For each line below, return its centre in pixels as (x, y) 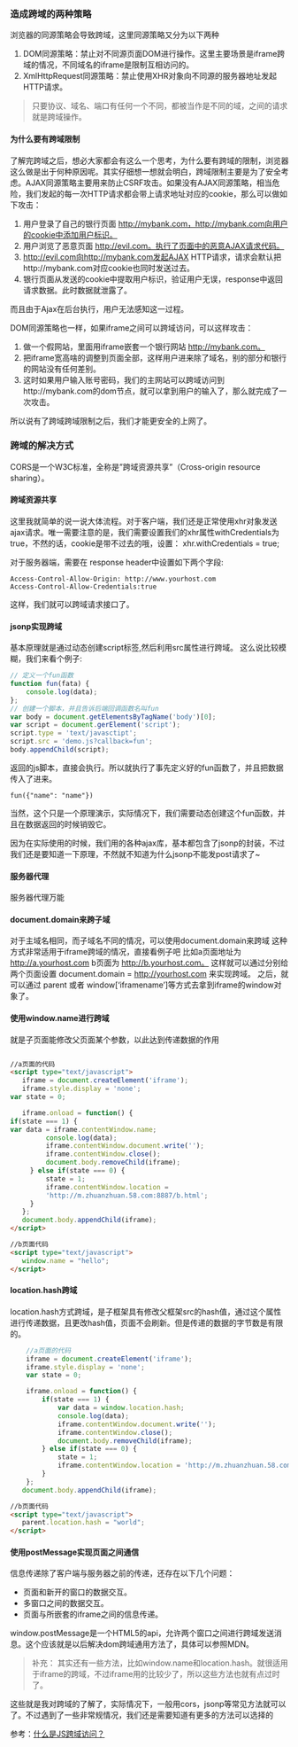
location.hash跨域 (44, 1291)
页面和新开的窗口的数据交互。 (77, 1592)
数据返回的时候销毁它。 (68, 824)
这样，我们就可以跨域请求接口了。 (72, 604)
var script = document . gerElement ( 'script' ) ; (95, 725)
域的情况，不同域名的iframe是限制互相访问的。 (108, 65)
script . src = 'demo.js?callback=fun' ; (81, 742)
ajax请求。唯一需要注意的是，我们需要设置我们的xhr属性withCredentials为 (145, 532)
